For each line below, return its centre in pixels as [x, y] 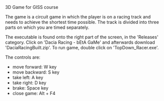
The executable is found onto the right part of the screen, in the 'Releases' [82, 37]
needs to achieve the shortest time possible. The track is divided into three [82, 22]
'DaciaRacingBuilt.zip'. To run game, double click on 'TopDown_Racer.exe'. [82, 48]
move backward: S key [36, 72]
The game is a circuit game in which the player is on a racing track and [78, 17]
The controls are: [23, 57]
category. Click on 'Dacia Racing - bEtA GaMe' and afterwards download [80, 42]
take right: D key [29, 83]
